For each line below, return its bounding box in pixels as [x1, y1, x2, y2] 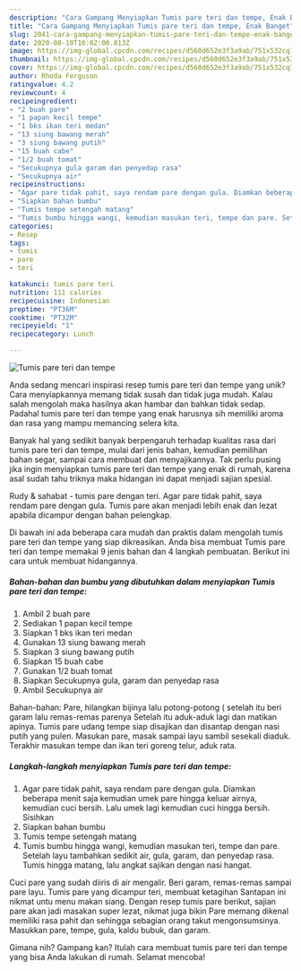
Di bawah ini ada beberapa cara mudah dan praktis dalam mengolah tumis [9, 527, 284, 538]
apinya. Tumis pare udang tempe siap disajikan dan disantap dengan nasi [9, 721, 280, 731]
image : [9, 47, 34, 56]
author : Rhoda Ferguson [9, 72, 99, 81]
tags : [9, 239, 30, 248]
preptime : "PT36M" [9, 304, 78, 314]
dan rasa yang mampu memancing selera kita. [9, 418, 180, 428]
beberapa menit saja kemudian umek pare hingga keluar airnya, [21, 792, 257, 803]
